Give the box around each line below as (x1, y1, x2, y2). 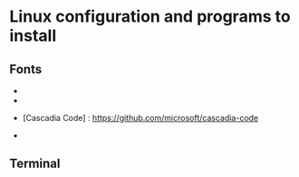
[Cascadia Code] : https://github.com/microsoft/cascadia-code (22, 113, 259, 123)
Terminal (9, 156, 61, 172)
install (9, 25, 57, 46)
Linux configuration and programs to (9, 6, 292, 27)
